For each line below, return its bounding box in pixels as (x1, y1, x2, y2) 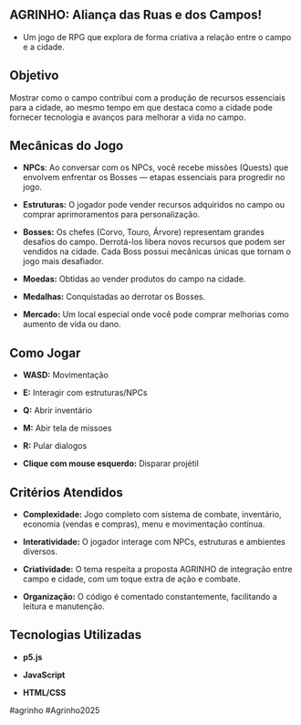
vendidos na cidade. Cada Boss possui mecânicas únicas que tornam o (22, 246, 292, 257)
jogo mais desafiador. (22, 256, 105, 267)
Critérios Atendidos (9, 485, 123, 500)
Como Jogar (9, 345, 81, 360)
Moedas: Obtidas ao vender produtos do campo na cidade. (22, 273, 246, 284)
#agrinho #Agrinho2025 (9, 704, 100, 716)
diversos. (22, 546, 57, 557)
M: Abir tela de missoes (22, 422, 112, 433)
